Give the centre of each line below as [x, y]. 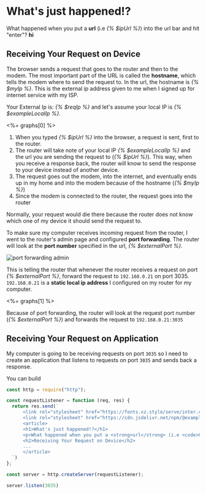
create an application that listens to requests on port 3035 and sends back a [102, 360]
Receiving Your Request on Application [82, 339]
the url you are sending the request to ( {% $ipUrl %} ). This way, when [103, 156]
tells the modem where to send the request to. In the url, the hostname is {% [103, 82]
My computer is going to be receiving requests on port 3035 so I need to [97, 353]
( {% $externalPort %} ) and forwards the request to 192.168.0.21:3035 [95, 319]
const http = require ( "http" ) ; [46, 390]
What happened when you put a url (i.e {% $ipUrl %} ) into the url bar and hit [103, 28]
